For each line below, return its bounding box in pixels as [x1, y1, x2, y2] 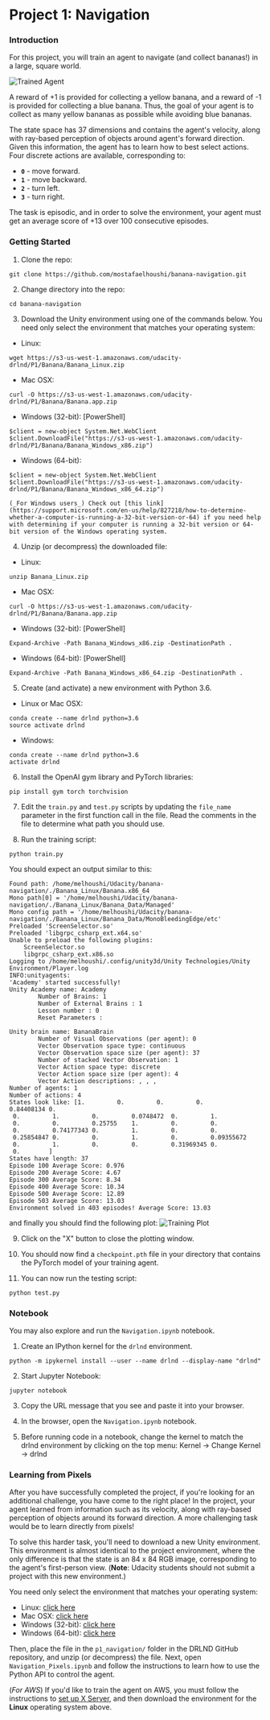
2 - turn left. [20, 184, 60, 193]
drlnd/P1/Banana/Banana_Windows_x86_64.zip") [9, 485, 164, 493]
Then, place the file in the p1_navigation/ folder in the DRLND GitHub [9, 1644, 239, 1654]
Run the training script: [20, 834, 97, 844]
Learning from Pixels [9, 1470, 92, 1480]
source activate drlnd [9, 721, 85, 730]
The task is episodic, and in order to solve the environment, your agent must [9, 208, 262, 217]
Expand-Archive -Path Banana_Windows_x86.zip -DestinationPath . [9, 639, 232, 647]
